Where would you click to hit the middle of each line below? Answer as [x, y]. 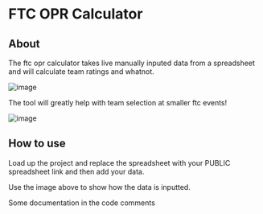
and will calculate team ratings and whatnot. [81, 72]
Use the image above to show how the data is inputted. [99, 187]
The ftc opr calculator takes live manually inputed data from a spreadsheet [132, 63]
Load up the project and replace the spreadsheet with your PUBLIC [119, 163]
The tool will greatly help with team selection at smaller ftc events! [118, 103]
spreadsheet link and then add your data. [76, 171]
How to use [37, 144]
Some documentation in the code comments [82, 203]
